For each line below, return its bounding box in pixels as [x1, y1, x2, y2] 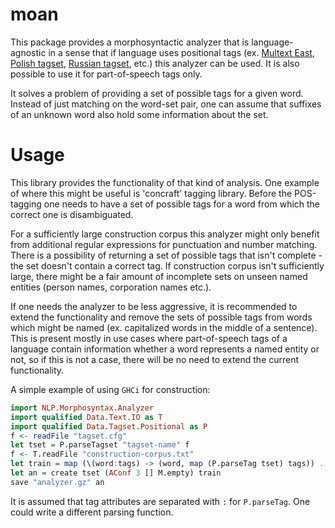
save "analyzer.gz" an [10, 477, 105, 487]
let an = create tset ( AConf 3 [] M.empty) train [10, 468, 222, 478]
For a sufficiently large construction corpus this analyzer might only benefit [10, 228, 320, 240]
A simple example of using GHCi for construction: [10, 383, 211, 395]
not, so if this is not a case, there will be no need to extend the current [10, 353, 300, 365]
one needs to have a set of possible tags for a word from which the [43, 198, 321, 210]
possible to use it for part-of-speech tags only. [10, 68, 203, 80]
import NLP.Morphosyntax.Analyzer [10, 403, 155, 413]
